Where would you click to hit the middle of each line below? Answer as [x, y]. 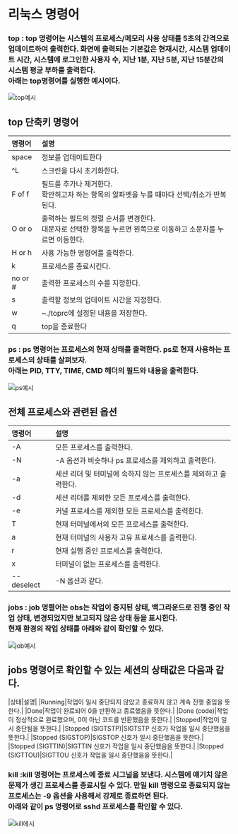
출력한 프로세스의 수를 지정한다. [91, 283]
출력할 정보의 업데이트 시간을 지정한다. [101, 300]
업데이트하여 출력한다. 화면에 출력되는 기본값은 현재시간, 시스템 [108, 49]
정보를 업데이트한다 [72, 158]
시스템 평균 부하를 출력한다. [52, 70]
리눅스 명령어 [44, 15]
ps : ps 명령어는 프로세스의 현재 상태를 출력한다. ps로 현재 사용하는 [115, 350]
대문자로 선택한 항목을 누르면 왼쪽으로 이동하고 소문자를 [129, 229]
